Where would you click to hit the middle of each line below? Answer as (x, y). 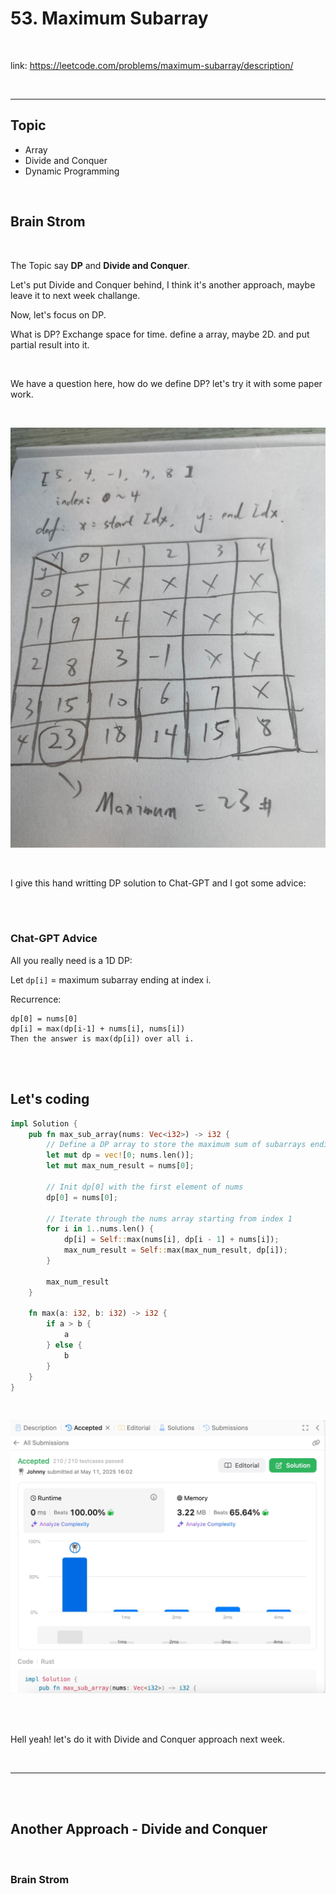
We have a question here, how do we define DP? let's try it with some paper (166, 383)
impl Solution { (44, 1123)
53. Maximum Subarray (109, 18)
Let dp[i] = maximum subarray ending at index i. (111, 979)
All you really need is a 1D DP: (71, 960)
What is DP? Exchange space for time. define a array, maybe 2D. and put (160, 334)
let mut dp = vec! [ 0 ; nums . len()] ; (120, 1155)
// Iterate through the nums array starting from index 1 (169, 1218)
